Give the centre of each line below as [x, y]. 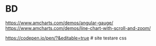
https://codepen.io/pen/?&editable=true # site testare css [66, 38]
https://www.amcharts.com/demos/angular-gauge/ [59, 23]
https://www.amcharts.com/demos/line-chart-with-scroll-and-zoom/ [78, 28]
